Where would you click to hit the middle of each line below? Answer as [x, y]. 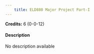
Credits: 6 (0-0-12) [25, 24]
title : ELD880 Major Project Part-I [52, 10]
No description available [30, 46]
